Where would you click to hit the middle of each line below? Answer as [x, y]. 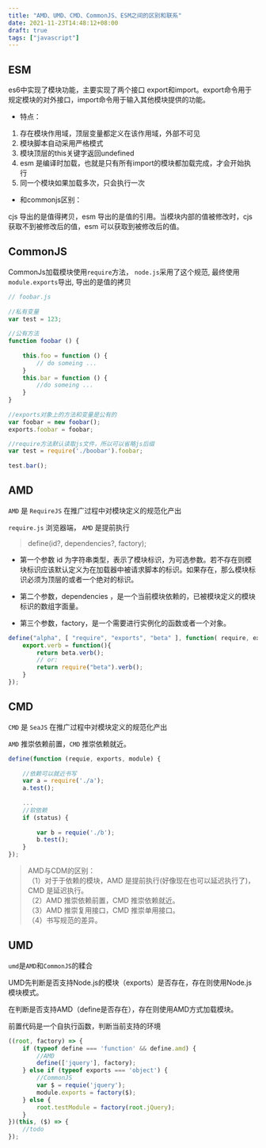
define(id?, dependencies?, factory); [87, 543]
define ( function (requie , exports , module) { [84, 759]
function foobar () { [44, 341]
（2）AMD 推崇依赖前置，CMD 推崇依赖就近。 [103, 900]
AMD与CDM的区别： [61, 871]
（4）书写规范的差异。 [65, 920]
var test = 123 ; [35, 319]
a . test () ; [39, 788]
